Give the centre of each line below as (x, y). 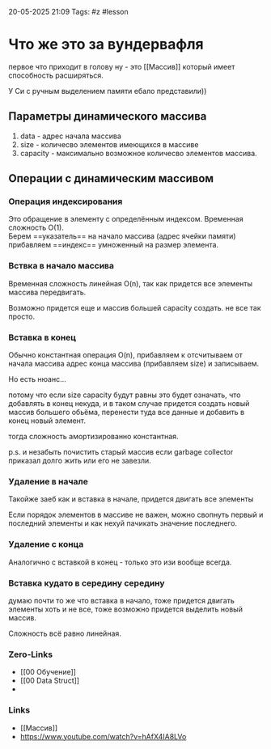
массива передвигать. (47, 292)
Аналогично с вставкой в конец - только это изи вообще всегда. (120, 562)
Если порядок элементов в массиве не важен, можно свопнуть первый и (136, 515)
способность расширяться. (56, 75)
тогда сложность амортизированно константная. (94, 437)
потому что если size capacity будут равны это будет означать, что (125, 395)
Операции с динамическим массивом (111, 178)
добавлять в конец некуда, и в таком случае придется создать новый (129, 404)
